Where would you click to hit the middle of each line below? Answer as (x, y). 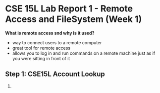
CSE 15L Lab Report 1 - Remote (69, 9)
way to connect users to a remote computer (57, 42)
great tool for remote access (41, 48)
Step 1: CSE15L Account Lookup (55, 74)
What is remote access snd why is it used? (50, 33)
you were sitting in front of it (41, 58)
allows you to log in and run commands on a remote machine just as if (83, 53)
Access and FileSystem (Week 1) (74, 19)
